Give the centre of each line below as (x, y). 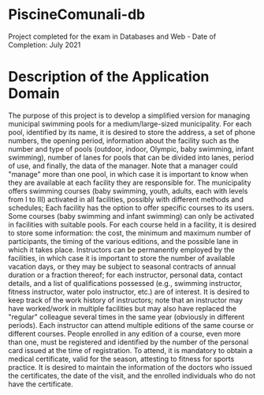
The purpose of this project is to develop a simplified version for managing (129, 115)
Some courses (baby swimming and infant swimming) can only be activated (131, 216)
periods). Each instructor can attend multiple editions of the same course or (131, 325)
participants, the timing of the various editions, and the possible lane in (123, 241)
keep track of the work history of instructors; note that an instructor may (125, 300)
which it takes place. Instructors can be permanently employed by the (121, 250)
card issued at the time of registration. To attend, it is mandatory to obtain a (131, 350)
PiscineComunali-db (77, 15)
